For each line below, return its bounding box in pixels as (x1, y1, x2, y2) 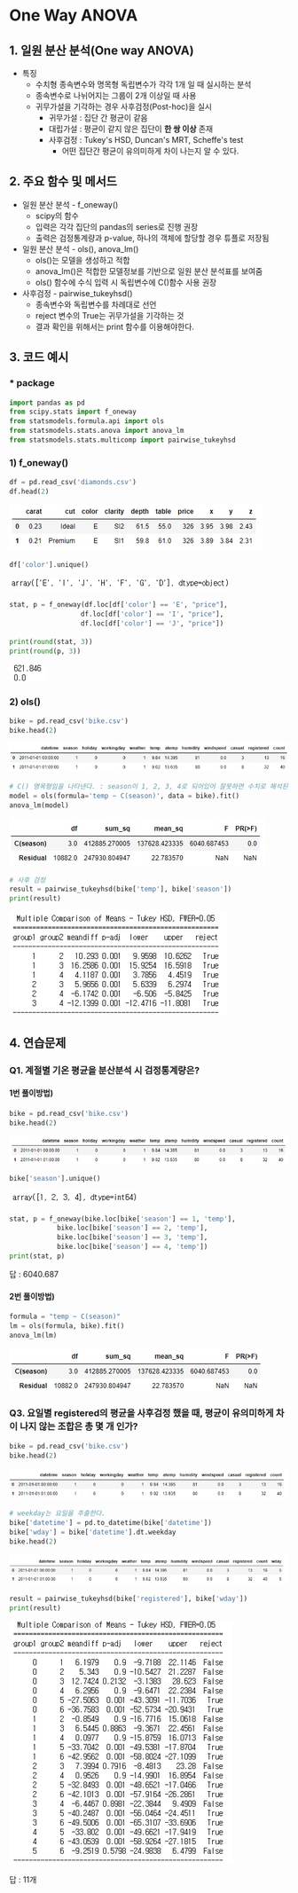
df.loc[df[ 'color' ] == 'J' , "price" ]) (80, 618, 224, 628)
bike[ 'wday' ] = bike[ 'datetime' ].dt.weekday (9, 1528, 176, 1536)
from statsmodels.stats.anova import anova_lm (9, 427, 184, 436)
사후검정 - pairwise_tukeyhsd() (21, 287, 133, 298)
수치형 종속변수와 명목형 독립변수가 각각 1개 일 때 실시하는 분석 (35, 79, 252, 90)
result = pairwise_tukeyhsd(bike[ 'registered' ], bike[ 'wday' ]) (9, 1594, 248, 1604)
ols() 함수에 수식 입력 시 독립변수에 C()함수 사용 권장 (35, 277, 217, 287)
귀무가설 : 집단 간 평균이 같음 (48, 113, 148, 122)
